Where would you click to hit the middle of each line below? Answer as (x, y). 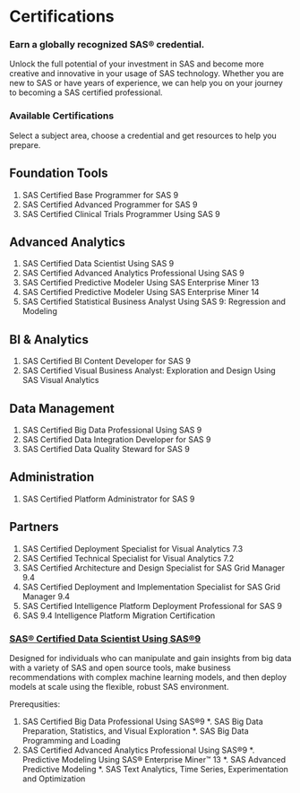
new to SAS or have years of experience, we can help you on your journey (146, 83)
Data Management (62, 409)
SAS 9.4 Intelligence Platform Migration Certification (119, 615)
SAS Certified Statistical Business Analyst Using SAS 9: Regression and (154, 301)
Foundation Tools (59, 174)
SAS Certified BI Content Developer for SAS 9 (106, 362)
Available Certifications (62, 116)
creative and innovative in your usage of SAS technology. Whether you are (147, 74)
